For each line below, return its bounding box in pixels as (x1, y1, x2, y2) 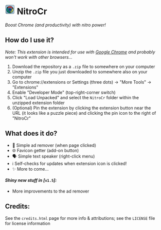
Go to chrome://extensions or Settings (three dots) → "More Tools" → (12, 79, 152, 85)
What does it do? (5, 129, 57, 138)
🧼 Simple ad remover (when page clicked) (12, 142, 96, 148)
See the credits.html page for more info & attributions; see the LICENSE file (5, 215, 155, 221)
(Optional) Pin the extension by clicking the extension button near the (12, 105, 151, 111)
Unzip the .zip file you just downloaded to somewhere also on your (12, 69, 147, 74)
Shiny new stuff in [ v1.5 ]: (5, 177, 57, 183)
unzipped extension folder (12, 100, 65, 106)
